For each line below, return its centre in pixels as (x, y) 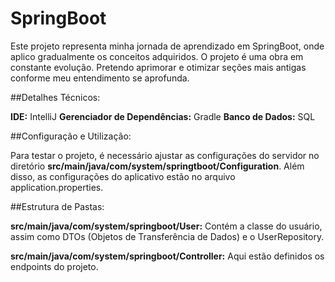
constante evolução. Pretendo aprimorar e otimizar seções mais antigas (158, 67)
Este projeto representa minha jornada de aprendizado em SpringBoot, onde (167, 46)
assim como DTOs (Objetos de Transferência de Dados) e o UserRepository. (167, 236)
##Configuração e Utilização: (71, 136)
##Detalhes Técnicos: (55, 97)
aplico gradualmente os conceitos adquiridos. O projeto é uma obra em (157, 56)
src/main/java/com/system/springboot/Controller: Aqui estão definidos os (167, 256)
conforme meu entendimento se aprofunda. (100, 78)
